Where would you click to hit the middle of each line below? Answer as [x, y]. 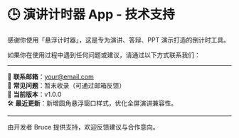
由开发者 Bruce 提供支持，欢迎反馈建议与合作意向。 [83, 127]
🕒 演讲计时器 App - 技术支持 [91, 15]
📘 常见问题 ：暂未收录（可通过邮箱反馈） [67, 85]
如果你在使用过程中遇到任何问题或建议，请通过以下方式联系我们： [104, 54]
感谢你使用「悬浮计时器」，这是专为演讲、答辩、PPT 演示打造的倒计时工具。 [118, 40]
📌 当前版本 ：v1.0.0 [34, 94]
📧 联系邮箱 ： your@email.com [51, 76]
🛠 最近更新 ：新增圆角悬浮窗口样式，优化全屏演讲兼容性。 [92, 103]
